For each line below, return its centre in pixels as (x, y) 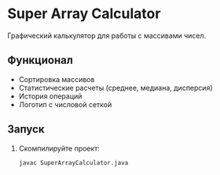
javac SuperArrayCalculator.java (73, 162)
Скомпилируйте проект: (59, 148)
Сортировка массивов (57, 79)
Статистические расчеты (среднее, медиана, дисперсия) (115, 87)
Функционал (40, 60)
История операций (50, 96)
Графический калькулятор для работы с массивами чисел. (106, 35)
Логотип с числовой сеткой (65, 104)
